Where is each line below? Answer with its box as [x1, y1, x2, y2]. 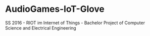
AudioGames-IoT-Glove [5, 3, 105, 15]
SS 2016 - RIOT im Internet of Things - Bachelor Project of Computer [5, 20, 145, 26]
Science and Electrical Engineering [5, 25, 77, 31]
